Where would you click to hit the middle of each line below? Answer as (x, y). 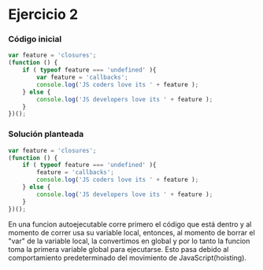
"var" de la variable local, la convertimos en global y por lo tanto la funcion (129, 241)
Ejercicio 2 (43, 15)
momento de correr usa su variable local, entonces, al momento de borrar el (132, 232)
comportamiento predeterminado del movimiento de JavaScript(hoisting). (127, 257)
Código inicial (35, 39)
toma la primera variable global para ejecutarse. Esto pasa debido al (119, 249)
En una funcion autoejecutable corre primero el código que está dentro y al (130, 224)
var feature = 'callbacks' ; (82, 78)
